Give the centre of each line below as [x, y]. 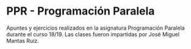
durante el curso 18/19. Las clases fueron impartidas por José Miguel [93, 34]
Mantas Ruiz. [23, 41]
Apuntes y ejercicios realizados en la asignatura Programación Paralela [95, 28]
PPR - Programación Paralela [81, 11]
